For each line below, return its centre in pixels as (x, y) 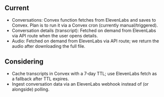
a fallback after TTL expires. (40, 79)
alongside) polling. (31, 89)
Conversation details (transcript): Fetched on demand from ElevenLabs (84, 30)
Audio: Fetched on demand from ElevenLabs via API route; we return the (85, 41)
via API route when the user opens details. (55, 35)
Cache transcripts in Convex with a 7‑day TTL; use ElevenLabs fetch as (84, 73)
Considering (24, 62)
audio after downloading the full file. (48, 46)
